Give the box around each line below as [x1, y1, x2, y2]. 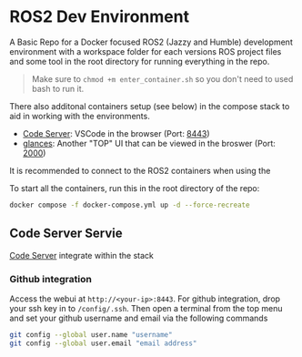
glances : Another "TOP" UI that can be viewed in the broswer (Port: [22, 138, 276, 148]
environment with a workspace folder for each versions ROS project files [9, 46, 282, 56]
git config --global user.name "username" [9, 330, 173, 339]
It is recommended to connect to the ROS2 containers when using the [9, 165, 271, 176]
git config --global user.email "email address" [9, 339, 197, 348]
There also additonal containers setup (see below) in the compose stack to [9, 100, 290, 111]
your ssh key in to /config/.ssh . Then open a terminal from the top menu [9, 302, 283, 313]
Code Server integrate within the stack [9, 250, 155, 260]
